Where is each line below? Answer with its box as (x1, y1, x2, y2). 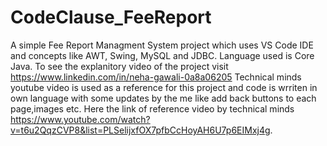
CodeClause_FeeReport (10, 6, 212, 29)
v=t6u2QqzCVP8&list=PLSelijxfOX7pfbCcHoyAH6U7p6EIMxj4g (10, 124, 271, 136)
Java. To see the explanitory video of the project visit (10, 60, 229, 72)
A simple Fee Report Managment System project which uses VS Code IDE (10, 39, 314, 51)
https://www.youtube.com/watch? (10, 113, 151, 125)
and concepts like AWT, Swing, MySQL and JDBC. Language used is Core (10, 49, 315, 61)
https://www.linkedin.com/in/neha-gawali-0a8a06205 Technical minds (10, 71, 302, 83)
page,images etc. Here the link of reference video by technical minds (10, 102, 295, 115)
